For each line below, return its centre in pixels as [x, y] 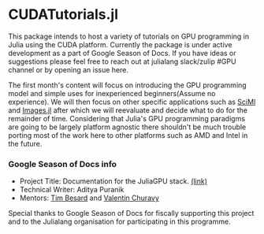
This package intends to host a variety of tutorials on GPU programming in [129, 36]
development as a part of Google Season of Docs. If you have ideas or [122, 53]
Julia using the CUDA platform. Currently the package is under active [120, 44]
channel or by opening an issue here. [68, 69]
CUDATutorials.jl [63, 15]
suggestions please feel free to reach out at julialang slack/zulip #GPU [122, 61]
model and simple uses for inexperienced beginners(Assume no [112, 93]
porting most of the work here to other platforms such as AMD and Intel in [128, 135]
